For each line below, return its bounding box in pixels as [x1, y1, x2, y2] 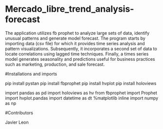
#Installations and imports [5, 71, 57, 77]
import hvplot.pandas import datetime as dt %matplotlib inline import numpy [5, 95, 159, 101]
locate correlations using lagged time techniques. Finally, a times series [5, 51, 149, 57]
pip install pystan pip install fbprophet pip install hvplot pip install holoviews [5, 80, 157, 86]
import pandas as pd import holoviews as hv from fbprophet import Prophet [5, 90, 158, 96]
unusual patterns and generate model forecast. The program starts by [5, 35, 145, 41]
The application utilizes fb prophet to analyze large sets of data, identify [5, 30, 150, 36]
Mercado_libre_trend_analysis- [5, 3, 134, 15]
